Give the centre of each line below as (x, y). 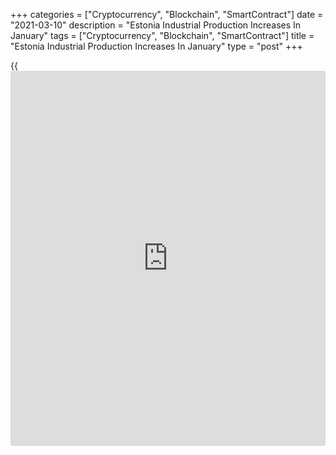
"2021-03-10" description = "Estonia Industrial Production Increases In (156, 25)
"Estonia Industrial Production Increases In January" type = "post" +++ (156, 46)
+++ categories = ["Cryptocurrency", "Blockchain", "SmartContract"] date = (167, 14)
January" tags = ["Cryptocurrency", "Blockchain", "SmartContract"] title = (162, 35)
